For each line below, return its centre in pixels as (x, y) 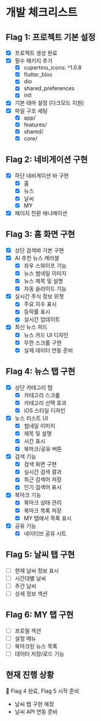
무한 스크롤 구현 (43, 342)
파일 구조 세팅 (31, 110)
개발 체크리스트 (42, 13)
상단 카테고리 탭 (33, 387)
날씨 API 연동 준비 (36, 711)
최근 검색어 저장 (43, 479)
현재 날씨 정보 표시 (37, 570)
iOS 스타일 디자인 (44, 410)
